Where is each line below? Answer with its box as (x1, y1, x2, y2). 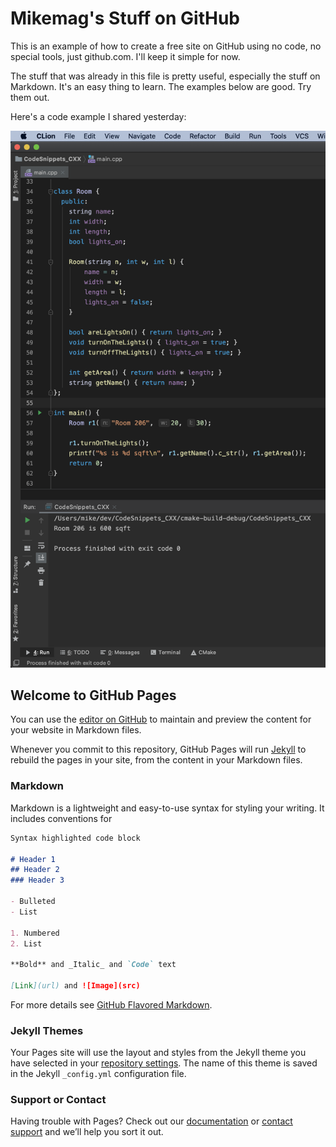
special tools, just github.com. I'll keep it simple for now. (10, 50, 241, 62)
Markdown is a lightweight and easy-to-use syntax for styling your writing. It (10, 802, 325, 814)
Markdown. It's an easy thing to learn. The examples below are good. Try (10, 80, 312, 92)
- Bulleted (10, 897, 56, 907)
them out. (10, 91, 50, 103)
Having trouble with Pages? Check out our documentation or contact (10, 1115, 293, 1127)
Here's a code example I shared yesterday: (10, 110, 187, 122)
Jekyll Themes (10, 1023, 84, 1037)
